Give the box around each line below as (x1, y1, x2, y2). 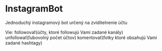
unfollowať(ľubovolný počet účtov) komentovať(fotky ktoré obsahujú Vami (5, 34, 157, 40)
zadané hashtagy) (5, 39, 42, 45)
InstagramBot (5, 3, 63, 14)
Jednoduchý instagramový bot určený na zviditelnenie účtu (5, 19, 127, 25)
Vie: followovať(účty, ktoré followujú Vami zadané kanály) (5, 29, 123, 35)
